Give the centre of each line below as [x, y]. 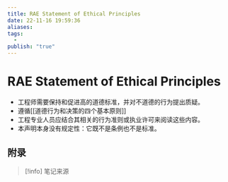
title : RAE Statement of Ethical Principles [74, 14]
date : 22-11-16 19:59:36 [44, 20]
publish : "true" [31, 47]
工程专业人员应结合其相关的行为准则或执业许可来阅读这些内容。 [110, 119]
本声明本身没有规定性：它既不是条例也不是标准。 [89, 128]
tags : [15, 34]
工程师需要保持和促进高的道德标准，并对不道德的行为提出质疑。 [110, 102]
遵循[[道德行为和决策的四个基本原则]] [72, 111]
